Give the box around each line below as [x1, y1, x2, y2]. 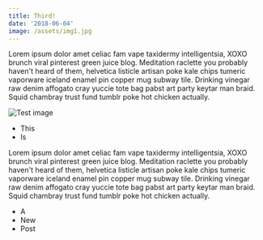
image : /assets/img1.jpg [8, 27, 92, 35]
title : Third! [8, 11, 57, 20]
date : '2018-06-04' [8, 19, 74, 28]
